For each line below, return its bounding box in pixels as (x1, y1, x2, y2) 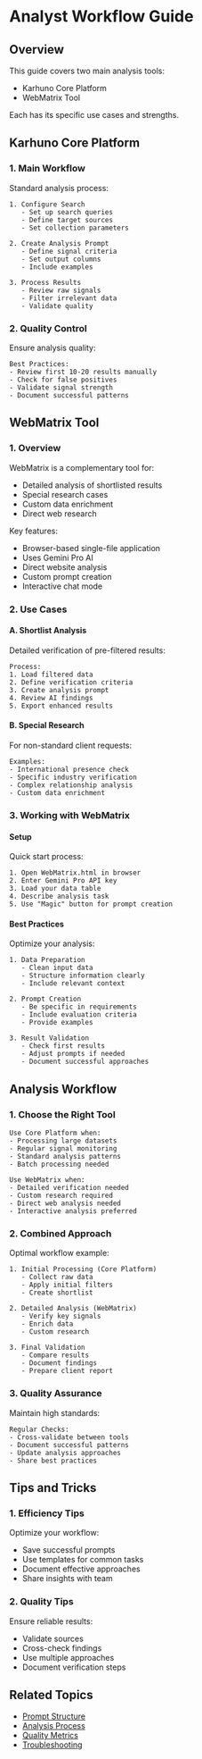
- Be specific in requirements (20, 1002, 138, 1011)
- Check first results (20, 1042, 105, 1051)
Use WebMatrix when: (9, 1176, 86, 1185)
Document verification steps (21, 1662, 126, 1672)
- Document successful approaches (20, 1057, 149, 1067)
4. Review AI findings (9, 693, 93, 702)
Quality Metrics (21, 1730, 78, 1741)
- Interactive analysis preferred (9, 1207, 138, 1216)
